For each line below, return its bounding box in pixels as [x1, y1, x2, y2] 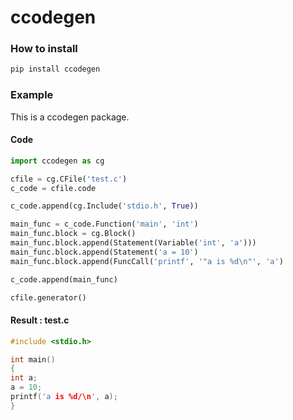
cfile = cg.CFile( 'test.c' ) [10, 174, 128, 184]
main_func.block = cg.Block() [10, 229, 137, 239]
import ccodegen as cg [10, 156, 105, 166]
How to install [10, 42, 78, 56]
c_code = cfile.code [10, 183, 97, 193]
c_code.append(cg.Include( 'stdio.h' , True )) [10, 201, 199, 211]
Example [10, 88, 54, 102]
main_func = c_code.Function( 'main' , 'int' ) [10, 219, 199, 230]
